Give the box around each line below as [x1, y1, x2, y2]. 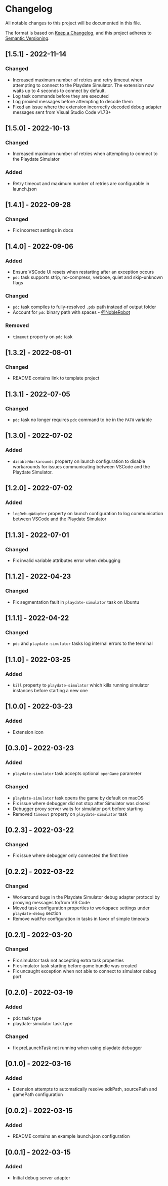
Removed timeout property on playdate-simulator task [12, 811, 128, 817]
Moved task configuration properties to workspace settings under [12, 905, 150, 911]
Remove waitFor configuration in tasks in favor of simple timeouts [12, 916, 149, 922]
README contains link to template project [12, 375, 100, 381]
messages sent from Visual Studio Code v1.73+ [12, 109, 111, 115]
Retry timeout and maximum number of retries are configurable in [12, 180, 150, 186]
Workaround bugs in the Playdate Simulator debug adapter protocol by [12, 894, 160, 900]
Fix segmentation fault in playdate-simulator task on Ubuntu [12, 599, 140, 605]
